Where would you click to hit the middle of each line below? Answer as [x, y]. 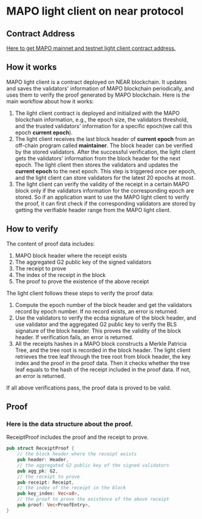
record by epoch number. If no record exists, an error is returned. [96, 311]
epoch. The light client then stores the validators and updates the [96, 165]
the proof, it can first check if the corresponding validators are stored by [105, 203]
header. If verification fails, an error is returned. [74, 337]
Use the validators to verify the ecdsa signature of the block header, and [106, 318]
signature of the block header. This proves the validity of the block [98, 331]
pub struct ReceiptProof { [40, 449]
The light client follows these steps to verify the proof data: [80, 293]
